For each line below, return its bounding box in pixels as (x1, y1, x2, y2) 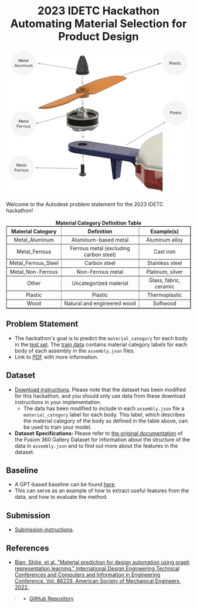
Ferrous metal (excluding (70, 245, 130, 252)
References (6, 543, 49, 553)
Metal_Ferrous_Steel (9, 260, 59, 267)
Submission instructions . (14, 526, 74, 533)
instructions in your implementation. (14, 398, 101, 405)
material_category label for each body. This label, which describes (23, 411, 185, 418)
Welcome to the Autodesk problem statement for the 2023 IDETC (6, 201, 164, 208)
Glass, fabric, (148, 277, 181, 284)
